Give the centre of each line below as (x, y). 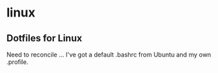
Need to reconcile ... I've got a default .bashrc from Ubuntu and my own (109, 54)
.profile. (18, 62)
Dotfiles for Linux (44, 38)
